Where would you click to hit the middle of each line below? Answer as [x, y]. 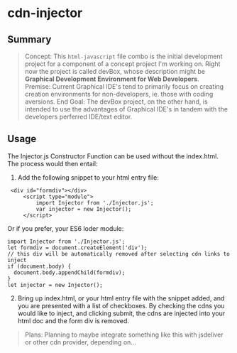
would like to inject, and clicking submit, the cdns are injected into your [121, 313]
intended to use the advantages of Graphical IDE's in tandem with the [126, 109]
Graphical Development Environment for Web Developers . [112, 79]
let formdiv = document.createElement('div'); [77, 248]
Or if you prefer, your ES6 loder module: [66, 228]
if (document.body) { [39, 266]
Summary [29, 39]
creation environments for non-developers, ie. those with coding [119, 94]
